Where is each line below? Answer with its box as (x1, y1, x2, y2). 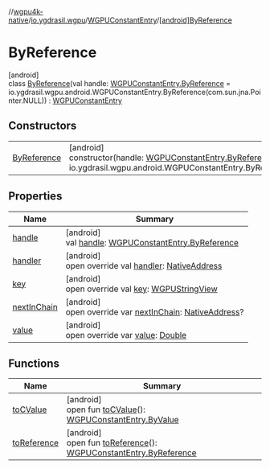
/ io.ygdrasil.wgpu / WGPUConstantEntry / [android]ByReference (27, 15, 233, 25)
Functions (8, 356, 60, 370)
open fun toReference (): (66, 438, 158, 449)
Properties (8, 189, 63, 204)
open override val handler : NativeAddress (65, 260, 223, 271)
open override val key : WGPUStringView (65, 283, 219, 294)
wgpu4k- (13, 7, 44, 16)
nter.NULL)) (8, 96, 47, 105)
